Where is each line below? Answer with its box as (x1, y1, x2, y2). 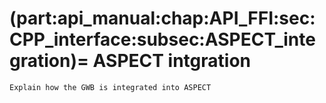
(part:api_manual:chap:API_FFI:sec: (9, 7, 316, 30)
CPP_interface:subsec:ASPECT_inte (9, 28, 316, 51)
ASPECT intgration (92, 50, 252, 72)
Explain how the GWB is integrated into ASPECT (9, 82, 212, 92)
